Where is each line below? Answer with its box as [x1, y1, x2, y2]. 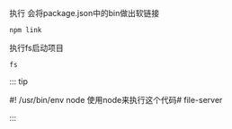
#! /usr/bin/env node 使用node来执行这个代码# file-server [9, 95, 223, 105]
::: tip [9, 76, 29, 87]
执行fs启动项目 [9, 43, 65, 53]
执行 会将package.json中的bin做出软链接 [9, 8, 160, 18]
